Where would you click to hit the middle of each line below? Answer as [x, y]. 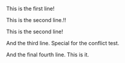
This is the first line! [31, 9]
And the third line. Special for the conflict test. [63, 43]
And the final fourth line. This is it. [48, 55]
